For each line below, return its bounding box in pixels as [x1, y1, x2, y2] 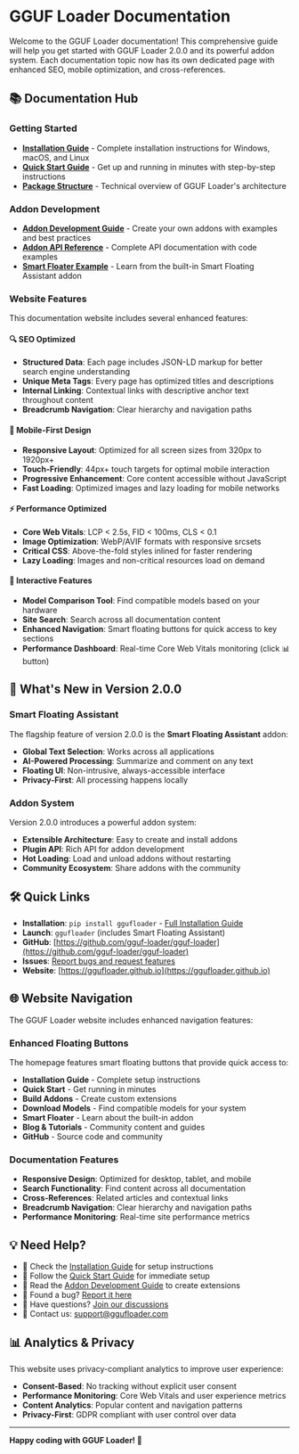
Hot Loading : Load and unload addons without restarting [21, 853, 231, 864]
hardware [21, 604, 58, 616]
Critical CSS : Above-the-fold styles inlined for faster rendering [21, 546, 253, 556]
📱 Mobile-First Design [9, 425, 92, 436]
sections [21, 633, 54, 644]
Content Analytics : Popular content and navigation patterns [21, 1400, 243, 1410]
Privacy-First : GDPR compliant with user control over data [21, 1409, 237, 1419]
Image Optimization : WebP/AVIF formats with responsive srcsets [21, 536, 262, 546]
